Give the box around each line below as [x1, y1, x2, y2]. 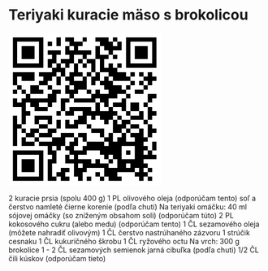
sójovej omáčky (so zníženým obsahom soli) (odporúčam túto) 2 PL [8, 210, 234, 220]
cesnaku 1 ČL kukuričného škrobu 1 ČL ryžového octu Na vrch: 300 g [8, 236, 240, 246]
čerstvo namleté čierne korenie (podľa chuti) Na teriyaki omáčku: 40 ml [8, 201, 248, 212]
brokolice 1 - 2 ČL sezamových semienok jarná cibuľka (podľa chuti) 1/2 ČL [8, 245, 260, 255]
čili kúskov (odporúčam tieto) [8, 253, 106, 263]
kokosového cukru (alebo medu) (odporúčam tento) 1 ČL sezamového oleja [8, 219, 260, 229]
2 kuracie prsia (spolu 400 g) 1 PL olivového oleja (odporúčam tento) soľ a [8, 193, 257, 203]
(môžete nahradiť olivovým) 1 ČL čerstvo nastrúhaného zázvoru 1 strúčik [8, 227, 250, 237]
